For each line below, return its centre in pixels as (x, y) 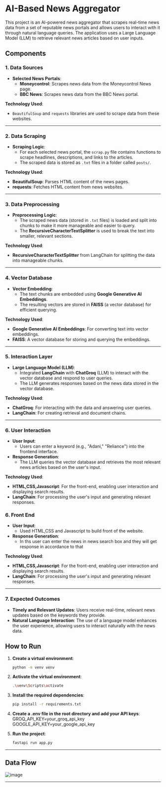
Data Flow (21, 763)
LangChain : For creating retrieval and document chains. (69, 413)
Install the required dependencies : (48, 695)
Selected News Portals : (37, 78)
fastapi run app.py (32, 743)
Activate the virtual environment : (47, 677)
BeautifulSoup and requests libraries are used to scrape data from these (86, 113)
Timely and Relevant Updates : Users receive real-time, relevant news (84, 610)
